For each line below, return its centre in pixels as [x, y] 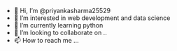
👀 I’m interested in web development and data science [92, 18]
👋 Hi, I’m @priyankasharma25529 [62, 11]
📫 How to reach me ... [46, 40]
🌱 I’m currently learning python [58, 25]
